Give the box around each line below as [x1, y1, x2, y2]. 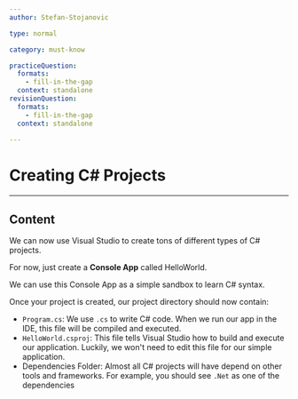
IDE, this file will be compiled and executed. [21, 323, 182, 333]
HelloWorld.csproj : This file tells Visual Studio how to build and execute [21, 332, 285, 343]
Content [9, 211, 56, 227]
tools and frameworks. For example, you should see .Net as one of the [21, 371, 280, 380]
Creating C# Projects [9, 165, 167, 186]
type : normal [9, 28, 58, 38]
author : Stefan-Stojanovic [9, 12, 109, 22]
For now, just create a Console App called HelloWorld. [9, 262, 208, 272]
